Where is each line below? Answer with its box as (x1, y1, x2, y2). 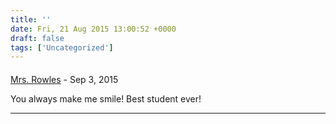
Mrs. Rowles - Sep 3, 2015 (10, 73, 119, 85)
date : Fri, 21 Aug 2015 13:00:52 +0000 (10, 24, 177, 34)
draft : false (10, 33, 65, 43)
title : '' (10, 14, 52, 25)
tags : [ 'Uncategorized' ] (10, 42, 114, 53)
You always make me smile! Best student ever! (10, 92, 202, 105)
